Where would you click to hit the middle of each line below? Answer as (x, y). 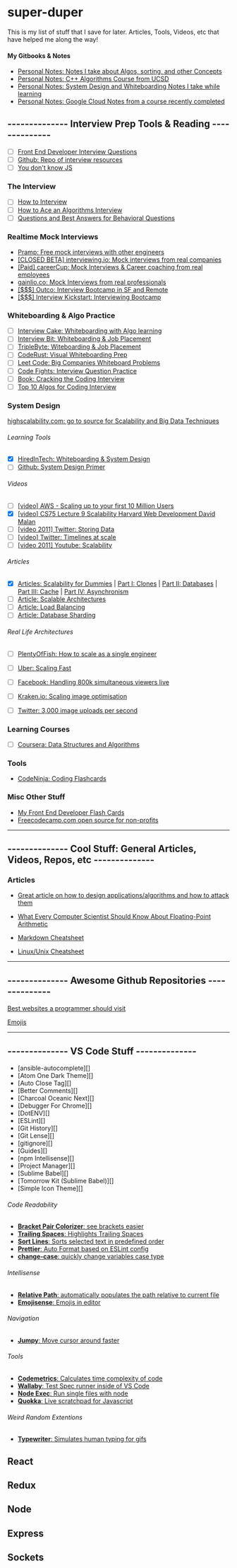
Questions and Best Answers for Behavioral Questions (96, 218)
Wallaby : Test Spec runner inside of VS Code (84, 1386)
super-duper (45, 12)
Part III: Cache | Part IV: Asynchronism (73, 592)
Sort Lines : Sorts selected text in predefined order (91, 1241)
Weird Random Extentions (45, 1417)
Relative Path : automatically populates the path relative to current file (119, 1294)
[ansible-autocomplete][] (54, 1068)
